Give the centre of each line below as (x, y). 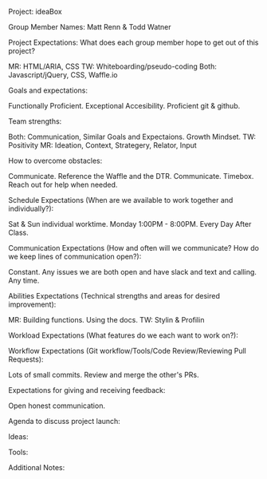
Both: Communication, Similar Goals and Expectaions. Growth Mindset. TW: (132, 137)
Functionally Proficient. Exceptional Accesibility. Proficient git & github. (124, 106)
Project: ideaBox (35, 12)
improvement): (32, 304)
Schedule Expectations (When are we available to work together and (121, 200)
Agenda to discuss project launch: (65, 421)
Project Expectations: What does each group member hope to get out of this (133, 42)
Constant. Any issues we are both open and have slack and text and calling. (133, 272)
